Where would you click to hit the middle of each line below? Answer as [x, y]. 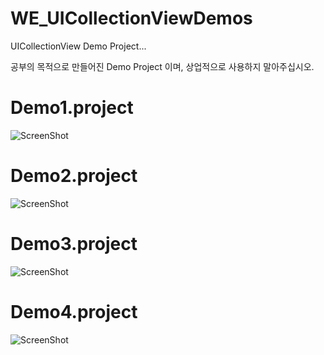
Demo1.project [72, 108]
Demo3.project [74, 244]
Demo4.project [74, 311]
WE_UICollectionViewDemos [131, 18]
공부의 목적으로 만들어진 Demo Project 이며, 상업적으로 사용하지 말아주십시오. [162, 66]
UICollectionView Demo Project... [78, 46]
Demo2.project [74, 176]
